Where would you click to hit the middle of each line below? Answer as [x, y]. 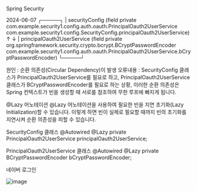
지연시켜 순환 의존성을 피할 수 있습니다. [51, 119]
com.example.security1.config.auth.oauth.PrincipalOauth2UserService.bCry [98, 51]
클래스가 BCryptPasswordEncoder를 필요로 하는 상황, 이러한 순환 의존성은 [93, 85]
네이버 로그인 [21, 170]
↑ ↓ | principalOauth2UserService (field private [64, 39]
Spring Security [25, 9]
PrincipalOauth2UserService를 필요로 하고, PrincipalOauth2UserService [104, 77]
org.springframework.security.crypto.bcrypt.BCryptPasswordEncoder [91, 45]
